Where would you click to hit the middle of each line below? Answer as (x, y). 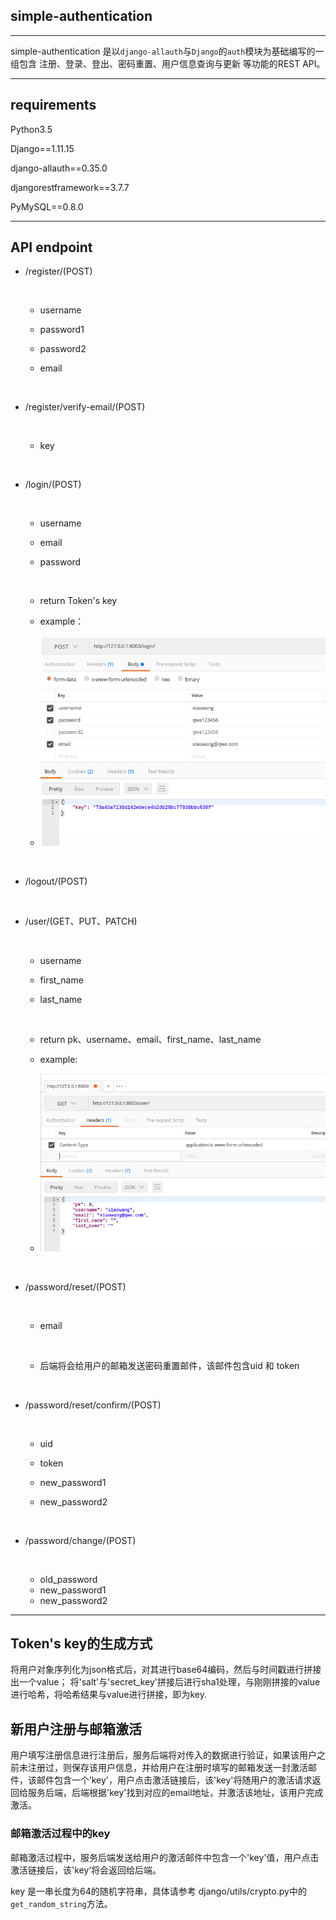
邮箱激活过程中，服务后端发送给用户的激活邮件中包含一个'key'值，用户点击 (165, 1857)
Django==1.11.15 (42, 148)
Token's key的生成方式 (81, 1644)
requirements (53, 105)
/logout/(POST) (56, 881)
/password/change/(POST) (80, 1540)
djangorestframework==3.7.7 (70, 187)
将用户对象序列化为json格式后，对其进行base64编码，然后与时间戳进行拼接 (166, 1670)
